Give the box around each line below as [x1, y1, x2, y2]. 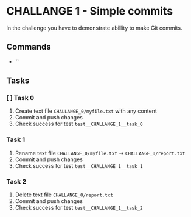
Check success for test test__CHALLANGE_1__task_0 [15, 120, 143, 128]
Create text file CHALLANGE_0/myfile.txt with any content [15, 107, 157, 115]
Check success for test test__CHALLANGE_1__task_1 [15, 162, 143, 169]
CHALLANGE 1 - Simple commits [6, 4, 173, 18]
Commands [6, 42, 52, 52]
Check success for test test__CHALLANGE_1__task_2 [15, 204, 143, 212]
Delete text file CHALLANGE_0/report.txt [15, 191, 114, 198]
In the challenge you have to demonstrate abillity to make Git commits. [6, 24, 182, 32]
